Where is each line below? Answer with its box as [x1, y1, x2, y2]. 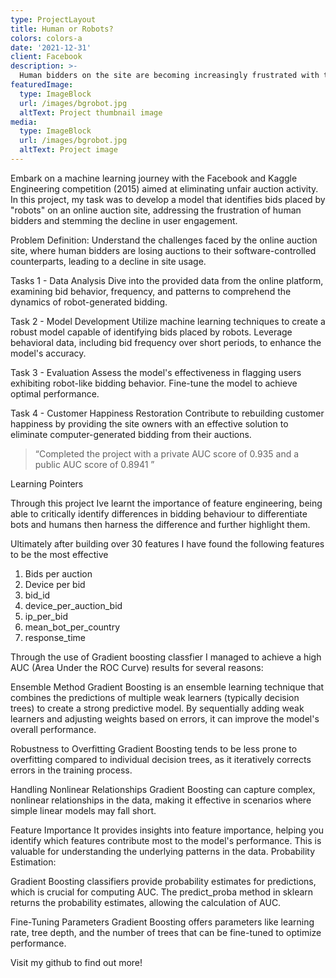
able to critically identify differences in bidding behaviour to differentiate [10, 507, 308, 520]
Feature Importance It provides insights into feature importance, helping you [10, 824, 325, 836]
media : [10, 117, 38, 127]
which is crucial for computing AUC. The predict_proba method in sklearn [10, 886, 314, 898]
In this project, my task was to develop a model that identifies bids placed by [10, 193, 326, 205]
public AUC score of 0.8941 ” [34, 458, 155, 470]
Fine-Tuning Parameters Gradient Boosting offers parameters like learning [10, 916, 315, 928]
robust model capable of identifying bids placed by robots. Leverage [10, 326, 293, 338]
